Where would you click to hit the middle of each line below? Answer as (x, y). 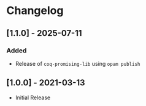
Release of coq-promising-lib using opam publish (78, 63)
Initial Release (33, 97)
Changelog (35, 11)
